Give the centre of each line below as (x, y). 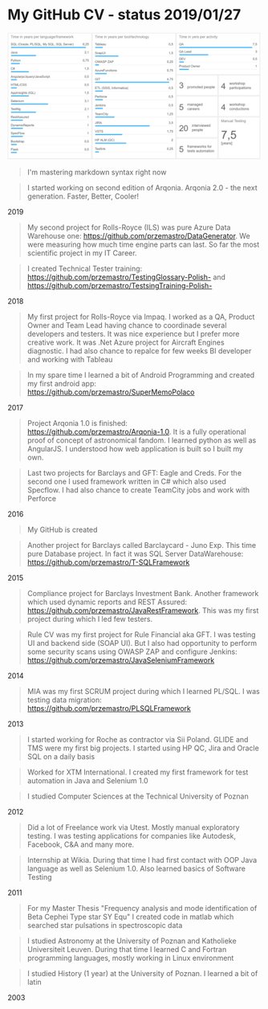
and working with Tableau (70, 359)
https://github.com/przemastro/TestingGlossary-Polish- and (126, 277)
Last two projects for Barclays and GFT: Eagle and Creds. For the (134, 472)
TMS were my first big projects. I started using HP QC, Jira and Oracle (143, 748)
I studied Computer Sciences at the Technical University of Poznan (138, 796)
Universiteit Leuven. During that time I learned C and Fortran (127, 949)
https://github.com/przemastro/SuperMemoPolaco (111, 392)
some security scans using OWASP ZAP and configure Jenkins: (132, 652)
